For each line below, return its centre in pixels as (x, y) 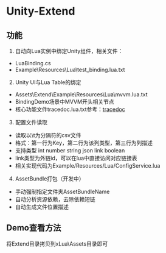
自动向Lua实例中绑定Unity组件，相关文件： (69, 51)
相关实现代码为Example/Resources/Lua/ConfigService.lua (88, 166)
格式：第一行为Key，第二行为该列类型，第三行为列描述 (84, 143)
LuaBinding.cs (33, 63)
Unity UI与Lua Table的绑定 (48, 82)
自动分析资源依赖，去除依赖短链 (55, 199)
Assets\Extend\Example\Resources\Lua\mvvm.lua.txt (81, 94)
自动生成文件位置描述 (42, 207)
